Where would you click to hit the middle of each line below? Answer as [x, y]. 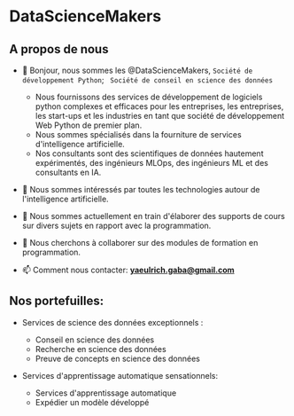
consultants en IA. [68, 172]
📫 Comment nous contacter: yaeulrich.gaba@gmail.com [128, 270]
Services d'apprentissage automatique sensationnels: [120, 375]
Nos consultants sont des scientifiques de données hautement [149, 153]
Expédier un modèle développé [92, 402]
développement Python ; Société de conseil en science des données [147, 80]
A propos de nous [59, 49]
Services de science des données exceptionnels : [112, 322]
